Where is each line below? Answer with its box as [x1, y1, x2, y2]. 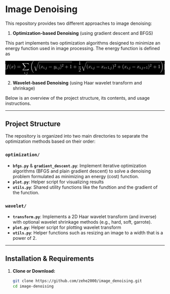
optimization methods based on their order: [5, 138, 96, 145]
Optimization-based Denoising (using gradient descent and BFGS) [12, 30, 153, 36]
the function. [12, 189, 39, 195]
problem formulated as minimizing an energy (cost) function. [12, 173, 139, 179]
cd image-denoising [12, 283, 54, 289]
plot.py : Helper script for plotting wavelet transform [12, 224, 121, 231]
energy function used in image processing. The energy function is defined [5, 45, 160, 51]
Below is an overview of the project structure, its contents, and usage [5, 95, 150, 101]
